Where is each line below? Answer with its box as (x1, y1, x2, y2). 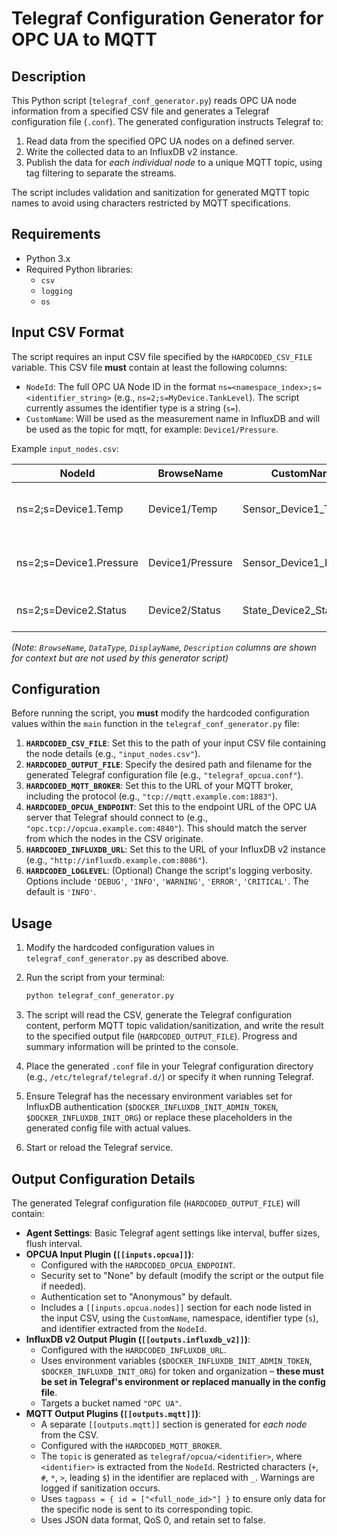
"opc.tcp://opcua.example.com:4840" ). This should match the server (25, 822, 308, 834)
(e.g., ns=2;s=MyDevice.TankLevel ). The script (113, 391, 300, 403)
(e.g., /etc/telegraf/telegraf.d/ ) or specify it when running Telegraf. (25, 1071, 314, 1083)
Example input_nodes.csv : (11, 442, 119, 454)
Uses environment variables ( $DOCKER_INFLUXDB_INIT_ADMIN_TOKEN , (40, 1354, 313, 1366)
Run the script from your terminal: (25, 972, 166, 984)
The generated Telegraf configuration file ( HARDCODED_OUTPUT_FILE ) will (11, 1197, 301, 1209)
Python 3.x (25, 252, 71, 264)
